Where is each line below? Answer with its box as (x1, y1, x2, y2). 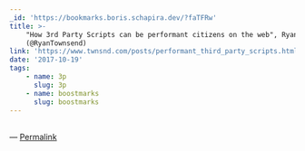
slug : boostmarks (33, 97, 100, 107)
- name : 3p (25, 72, 67, 81)
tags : (9, 64, 30, 73)
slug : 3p (33, 80, 67, 90)
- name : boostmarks (25, 89, 100, 98)
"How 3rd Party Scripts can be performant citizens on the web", (25, 30, 279, 39)
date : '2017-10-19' (9, 55, 84, 64)
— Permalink (9, 132, 57, 143)
